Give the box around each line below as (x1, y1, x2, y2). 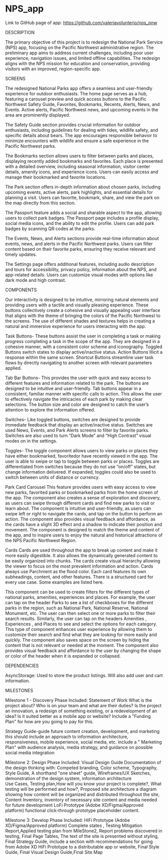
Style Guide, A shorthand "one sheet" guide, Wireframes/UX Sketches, (5, 770, 151, 776)
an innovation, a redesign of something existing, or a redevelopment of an (5, 708, 157, 714)
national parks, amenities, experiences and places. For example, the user (5, 594, 156, 600)
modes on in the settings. (5, 438, 57, 444)
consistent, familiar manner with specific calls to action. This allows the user (5, 390, 162, 397)
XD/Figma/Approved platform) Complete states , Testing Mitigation (5, 822, 142, 828)
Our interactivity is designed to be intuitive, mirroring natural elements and (5, 296, 158, 302)
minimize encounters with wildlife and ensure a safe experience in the (5, 138, 149, 144)
